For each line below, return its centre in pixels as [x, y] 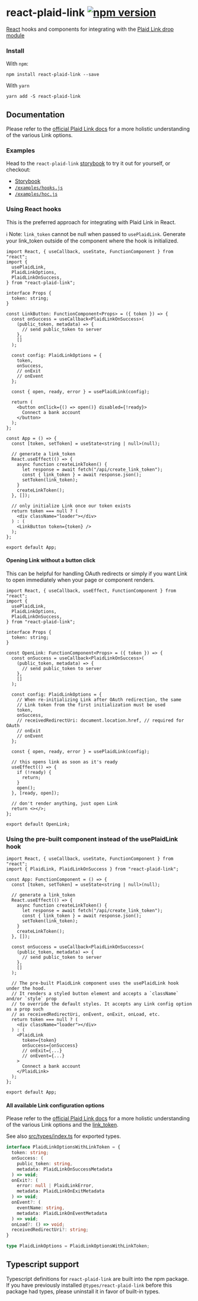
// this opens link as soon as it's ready [65, 762]
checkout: [18, 170]
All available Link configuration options [55, 1105]
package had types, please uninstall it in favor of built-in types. [83, 1291]
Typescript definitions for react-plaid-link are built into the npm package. [98, 1278]
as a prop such [25, 1009]
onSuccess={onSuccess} [50, 1046]
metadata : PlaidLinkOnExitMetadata [61, 1191]
